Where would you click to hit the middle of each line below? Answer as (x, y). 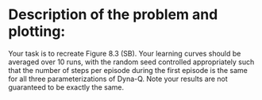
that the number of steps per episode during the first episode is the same (128, 70)
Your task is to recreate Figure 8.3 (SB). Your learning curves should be (125, 53)
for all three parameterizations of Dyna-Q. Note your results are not (118, 79)
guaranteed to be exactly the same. (66, 87)
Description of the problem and (113, 15)
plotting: (37, 31)
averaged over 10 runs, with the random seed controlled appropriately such (131, 62)
